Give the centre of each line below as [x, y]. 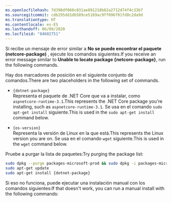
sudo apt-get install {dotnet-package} [48, 173]
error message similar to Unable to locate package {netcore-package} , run [85, 59]
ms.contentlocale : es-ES [32, 24]
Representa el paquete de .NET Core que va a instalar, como [77, 96]
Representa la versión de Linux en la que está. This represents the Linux [88, 133]
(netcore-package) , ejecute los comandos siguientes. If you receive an [81, 54]
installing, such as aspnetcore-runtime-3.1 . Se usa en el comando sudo [87, 107]
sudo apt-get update [27, 168]
